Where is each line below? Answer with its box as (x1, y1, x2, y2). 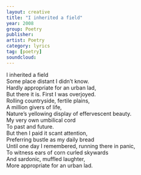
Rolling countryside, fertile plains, (6, 97, 90, 104)
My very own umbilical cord (6, 116, 76, 124)
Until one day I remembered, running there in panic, (6, 142, 136, 149)
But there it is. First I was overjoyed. (6, 90, 96, 98)
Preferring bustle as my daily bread (6, 135, 94, 143)
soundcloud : (6, 54, 36, 60)
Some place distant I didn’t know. (6, 77, 89, 85)
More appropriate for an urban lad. (6, 162, 93, 169)
